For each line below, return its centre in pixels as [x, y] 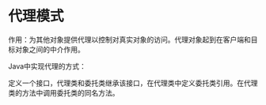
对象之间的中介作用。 [49, 49]
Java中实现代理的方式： [47, 66]
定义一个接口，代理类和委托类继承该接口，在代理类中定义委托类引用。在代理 [133, 83]
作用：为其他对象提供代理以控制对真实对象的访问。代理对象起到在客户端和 [129, 39]
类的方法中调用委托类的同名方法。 [64, 92]
